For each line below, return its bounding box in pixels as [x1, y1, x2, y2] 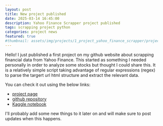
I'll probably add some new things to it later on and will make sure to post [5, 111, 151, 116]
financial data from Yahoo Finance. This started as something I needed [5, 56, 147, 63]
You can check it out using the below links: [5, 82, 91, 87]
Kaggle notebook [12, 101, 47, 107]
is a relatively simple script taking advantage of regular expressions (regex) [5, 67, 156, 73]
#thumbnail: [5, 39, 29, 43]
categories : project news [5, 29, 57, 34]
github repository [12, 96, 47, 102]
